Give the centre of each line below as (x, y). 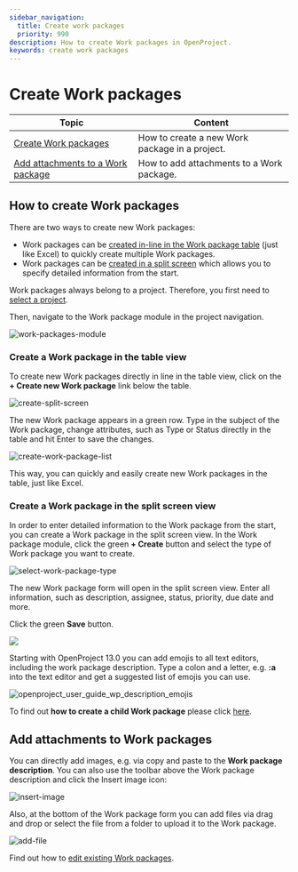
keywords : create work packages (69, 51)
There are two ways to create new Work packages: (102, 227)
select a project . (39, 300)
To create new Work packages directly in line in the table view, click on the (145, 376)
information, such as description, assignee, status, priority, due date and (141, 597)
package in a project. (182, 149)
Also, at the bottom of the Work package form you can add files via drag (141, 814)
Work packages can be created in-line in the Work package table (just (150, 244)
